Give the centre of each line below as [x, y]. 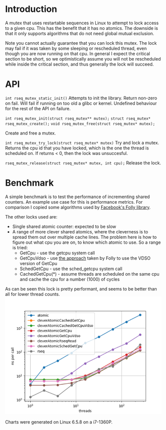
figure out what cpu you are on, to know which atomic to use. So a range [86, 242]
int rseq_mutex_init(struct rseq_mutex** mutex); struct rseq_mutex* [78, 118]
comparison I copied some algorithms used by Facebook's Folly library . [78, 207]
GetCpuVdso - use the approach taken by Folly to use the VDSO [85, 258]
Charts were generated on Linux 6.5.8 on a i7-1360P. [59, 422]
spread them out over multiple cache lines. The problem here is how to [84, 237]
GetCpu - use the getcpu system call [57, 253]
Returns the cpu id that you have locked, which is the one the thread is [77, 148]
